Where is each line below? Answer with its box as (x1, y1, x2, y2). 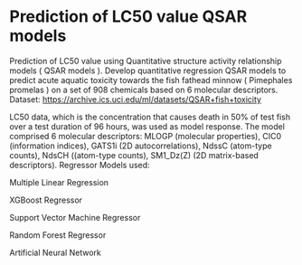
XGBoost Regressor (9, 194, 83, 205)
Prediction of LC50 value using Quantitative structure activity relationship (9, 55, 282, 66)
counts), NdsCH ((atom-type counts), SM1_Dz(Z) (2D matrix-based (9, 149, 260, 160)
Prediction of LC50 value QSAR (9, 6, 248, 27)
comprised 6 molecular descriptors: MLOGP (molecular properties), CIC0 (9, 130, 282, 141)
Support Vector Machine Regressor (9, 212, 141, 222)
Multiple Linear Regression (9, 176, 109, 187)
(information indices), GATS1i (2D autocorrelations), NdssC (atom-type (9, 140, 273, 151)
